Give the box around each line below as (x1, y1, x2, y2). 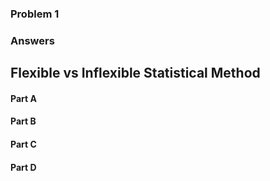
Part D (10, 161, 37, 173)
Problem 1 (10, 7, 60, 21)
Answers (10, 33, 55, 47)
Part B (10, 115, 37, 127)
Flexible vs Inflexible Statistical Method (10, 65, 261, 82)
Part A (10, 92, 37, 104)
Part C (10, 138, 37, 151)
